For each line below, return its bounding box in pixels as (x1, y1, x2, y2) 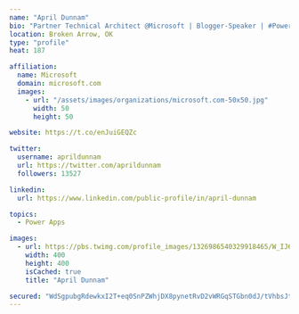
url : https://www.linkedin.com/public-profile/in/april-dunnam (17, 194, 256, 202)
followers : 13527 (17, 169, 82, 178)
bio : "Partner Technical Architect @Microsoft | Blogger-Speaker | (9, 21, 265, 30)
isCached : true (25, 267, 82, 277)
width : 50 (32, 103, 69, 112)
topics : (9, 210, 38, 219)
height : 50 (32, 112, 74, 121)
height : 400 (25, 259, 69, 268)
